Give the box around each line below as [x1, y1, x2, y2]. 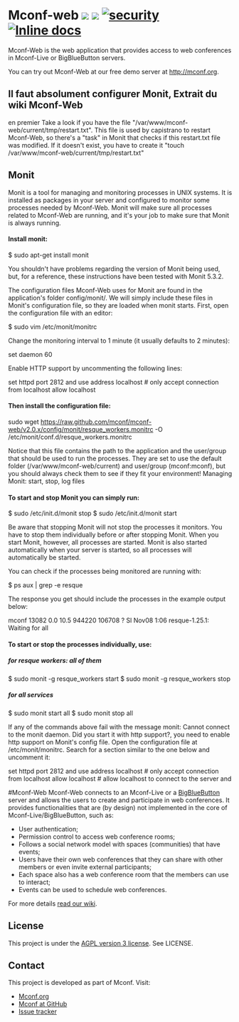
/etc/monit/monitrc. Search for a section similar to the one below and [8, 745, 210, 754]
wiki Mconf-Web [8, 99, 84, 111]
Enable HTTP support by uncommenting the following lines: [8, 364, 183, 373]
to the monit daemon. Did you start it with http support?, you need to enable [8, 730, 230, 739]
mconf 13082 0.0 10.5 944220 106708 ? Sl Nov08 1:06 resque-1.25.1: [8, 616, 209, 624]
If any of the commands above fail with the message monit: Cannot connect [8, 722, 230, 731]
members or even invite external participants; [18, 862, 152, 871]
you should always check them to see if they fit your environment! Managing [8, 469, 233, 477]
